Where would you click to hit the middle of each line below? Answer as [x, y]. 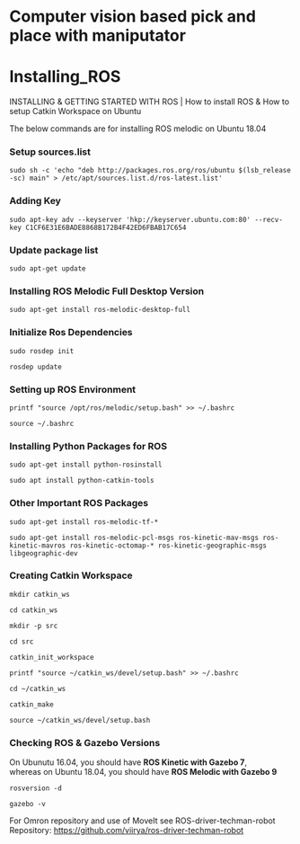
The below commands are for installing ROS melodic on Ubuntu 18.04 [138, 129]
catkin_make [31, 704]
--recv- [269, 219]
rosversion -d [36, 788]
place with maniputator [98, 36]
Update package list [54, 250]
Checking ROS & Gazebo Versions [85, 742]
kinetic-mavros [38, 546]
